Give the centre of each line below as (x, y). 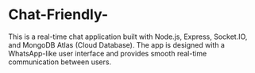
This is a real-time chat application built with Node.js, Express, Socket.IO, (128, 36)
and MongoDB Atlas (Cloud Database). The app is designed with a (116, 44)
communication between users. (60, 62)
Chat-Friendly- (58, 15)
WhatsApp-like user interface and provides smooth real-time (108, 53)
